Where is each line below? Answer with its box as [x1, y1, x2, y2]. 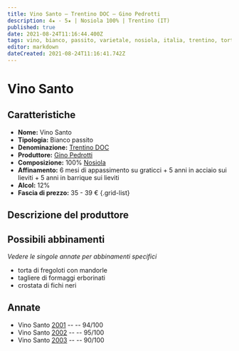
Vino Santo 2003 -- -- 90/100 [17, 335, 105, 344]
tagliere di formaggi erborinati [17, 273, 105, 282]
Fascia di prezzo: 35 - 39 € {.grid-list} [17, 188, 130, 197]
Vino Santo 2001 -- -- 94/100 [17, 320, 103, 329]
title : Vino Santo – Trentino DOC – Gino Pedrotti [7, 10, 161, 18]
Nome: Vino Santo [17, 127, 73, 136]
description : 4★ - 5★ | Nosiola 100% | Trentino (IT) [7, 17, 171, 24]
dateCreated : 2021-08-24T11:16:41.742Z [7, 51, 126, 58]
